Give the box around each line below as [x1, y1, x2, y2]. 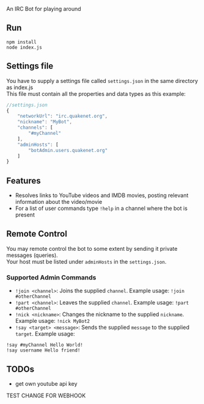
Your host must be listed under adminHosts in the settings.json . [6, 258, 167, 265]
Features [6, 175, 41, 186]
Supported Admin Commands [6, 273, 97, 281]
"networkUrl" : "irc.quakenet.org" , [17, 113, 108, 120]
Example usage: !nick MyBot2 [15, 317, 90, 325]
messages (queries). [6, 251, 58, 259]
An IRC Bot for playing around [6, 5, 81, 12]
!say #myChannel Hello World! [6, 342, 84, 348]
